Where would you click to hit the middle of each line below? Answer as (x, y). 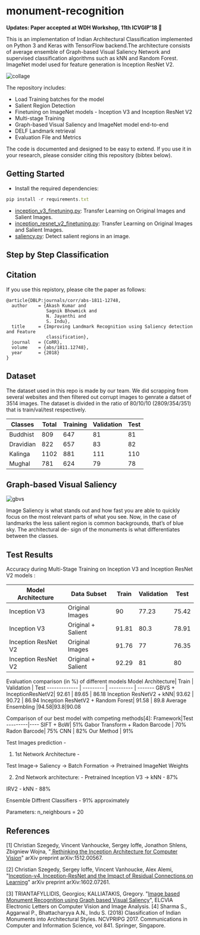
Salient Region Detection (45, 105)
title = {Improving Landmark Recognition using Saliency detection (102, 327)
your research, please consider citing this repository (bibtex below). (89, 155)
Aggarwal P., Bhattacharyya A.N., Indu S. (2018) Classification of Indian (94, 913)
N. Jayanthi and (66, 316)
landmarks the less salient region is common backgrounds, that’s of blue (95, 523)
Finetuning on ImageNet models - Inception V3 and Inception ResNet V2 (103, 112)
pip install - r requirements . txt (48, 199)
